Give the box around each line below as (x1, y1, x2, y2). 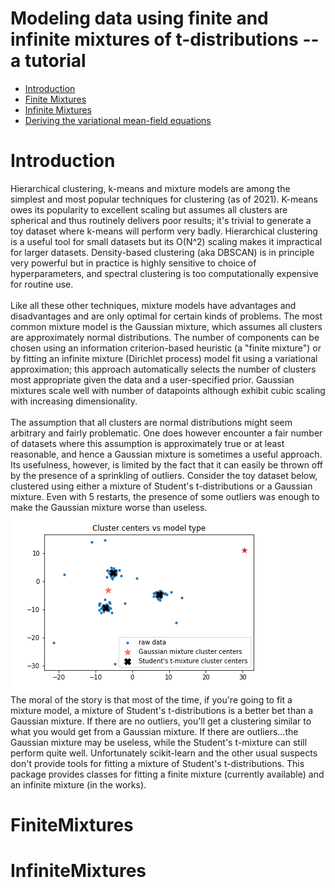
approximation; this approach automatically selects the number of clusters (10, 363, 317, 375)
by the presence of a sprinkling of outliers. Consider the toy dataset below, (10, 469, 318, 481)
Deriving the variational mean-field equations (24, 114, 212, 126)
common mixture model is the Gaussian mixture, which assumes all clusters (10, 320, 323, 332)
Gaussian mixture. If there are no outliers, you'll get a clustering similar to (10, 715, 312, 727)
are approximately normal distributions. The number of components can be (10, 331, 320, 343)
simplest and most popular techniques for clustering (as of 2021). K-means (10, 193, 318, 205)
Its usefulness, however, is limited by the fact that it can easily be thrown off (10, 458, 324, 471)
